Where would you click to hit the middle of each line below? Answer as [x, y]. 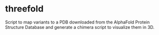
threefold [24, 9]
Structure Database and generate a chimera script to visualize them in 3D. [80, 27]
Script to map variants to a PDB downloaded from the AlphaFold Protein [78, 22]
